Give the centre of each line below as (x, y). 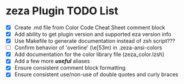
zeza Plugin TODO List (62, 11)
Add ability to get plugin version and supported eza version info (93, 34)
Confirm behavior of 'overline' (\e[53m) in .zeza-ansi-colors (88, 48)
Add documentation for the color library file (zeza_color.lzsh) (89, 54)
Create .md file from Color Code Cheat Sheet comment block (90, 27)
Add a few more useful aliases (52, 61)
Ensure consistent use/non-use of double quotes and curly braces (96, 74)
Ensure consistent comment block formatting (70, 68)
